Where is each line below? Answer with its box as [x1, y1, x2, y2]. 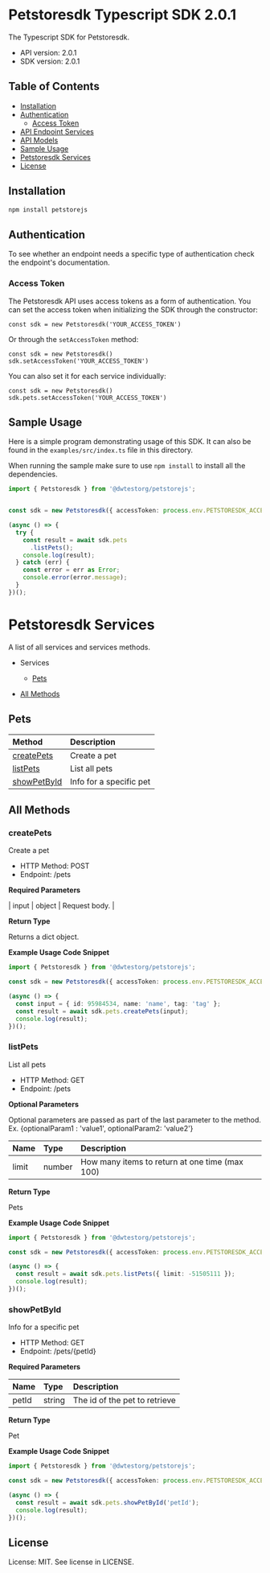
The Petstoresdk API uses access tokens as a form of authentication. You [8, 296, 252, 306]
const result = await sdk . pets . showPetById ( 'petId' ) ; [15, 1498, 199, 1506]
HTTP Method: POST [19, 861, 90, 871]
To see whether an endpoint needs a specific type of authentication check [8, 249, 255, 259]
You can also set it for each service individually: [8, 371, 166, 381]
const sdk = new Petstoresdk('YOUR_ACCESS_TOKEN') [8, 320, 182, 328]
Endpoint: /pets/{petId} [19, 1346, 96, 1357]
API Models [19, 135, 59, 145]
